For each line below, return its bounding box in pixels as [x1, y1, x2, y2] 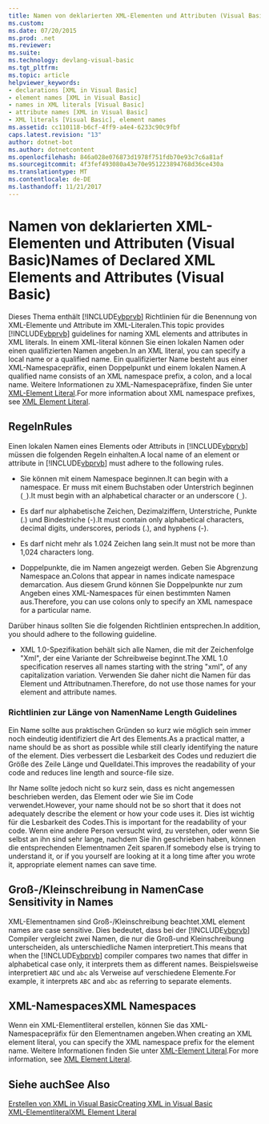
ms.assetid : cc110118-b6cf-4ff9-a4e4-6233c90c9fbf [8, 123, 181, 131]
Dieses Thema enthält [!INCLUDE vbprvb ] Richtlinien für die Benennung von [8, 311, 258, 321]
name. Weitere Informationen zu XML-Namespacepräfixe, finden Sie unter [8, 379, 253, 389]
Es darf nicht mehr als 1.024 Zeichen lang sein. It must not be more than [19, 538, 255, 548]
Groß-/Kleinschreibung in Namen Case [8, 883, 204, 897]
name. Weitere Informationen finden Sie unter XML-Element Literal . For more [8, 1046, 259, 1056]
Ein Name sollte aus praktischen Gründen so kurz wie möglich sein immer [8, 725, 251, 734]
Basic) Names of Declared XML [8, 251, 216, 269]
